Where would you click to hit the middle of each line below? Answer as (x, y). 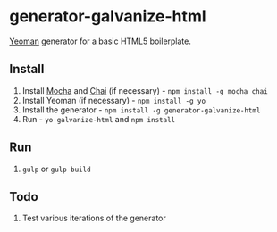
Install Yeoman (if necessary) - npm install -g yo (114, 100)
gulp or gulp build (56, 169)
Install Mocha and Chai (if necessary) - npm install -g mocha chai (145, 90)
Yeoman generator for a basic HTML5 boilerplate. (101, 41)
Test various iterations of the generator (94, 218)
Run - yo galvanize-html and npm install (99, 119)
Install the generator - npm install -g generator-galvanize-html (141, 110)
